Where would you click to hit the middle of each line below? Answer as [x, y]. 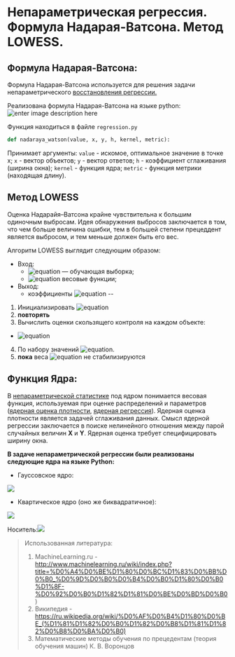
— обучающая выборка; [98, 271]
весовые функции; [90, 278]
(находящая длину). [37, 175]
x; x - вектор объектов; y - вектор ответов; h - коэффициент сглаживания [117, 160]
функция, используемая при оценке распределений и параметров [107, 403]
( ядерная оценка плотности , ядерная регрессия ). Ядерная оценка [107, 410]
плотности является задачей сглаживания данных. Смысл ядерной [108, 418]
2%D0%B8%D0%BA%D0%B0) [80, 631]
